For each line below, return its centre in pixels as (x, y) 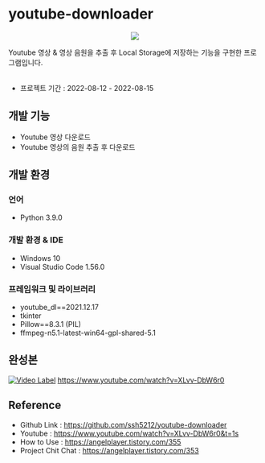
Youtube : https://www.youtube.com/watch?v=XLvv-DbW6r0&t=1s (129, 433)
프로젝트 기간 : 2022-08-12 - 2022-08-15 (87, 88)
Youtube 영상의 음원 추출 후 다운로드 (77, 147)
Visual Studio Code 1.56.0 (62, 267)
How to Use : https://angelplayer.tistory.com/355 (100, 442)
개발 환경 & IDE (36, 240)
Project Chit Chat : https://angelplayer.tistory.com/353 (109, 450)
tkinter (31, 316)
